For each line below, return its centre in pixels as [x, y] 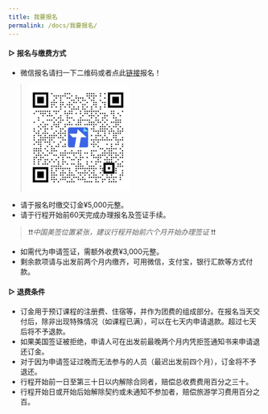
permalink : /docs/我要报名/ [53, 25]
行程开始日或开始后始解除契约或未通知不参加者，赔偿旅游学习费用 [129, 391]
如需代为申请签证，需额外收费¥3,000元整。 [91, 252]
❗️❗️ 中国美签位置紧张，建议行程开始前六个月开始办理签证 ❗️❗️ [122, 232]
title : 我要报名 [33, 17]
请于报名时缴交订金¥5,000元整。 [74, 205]
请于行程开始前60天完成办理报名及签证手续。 [95, 215]
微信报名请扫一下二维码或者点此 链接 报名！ [91, 72]
